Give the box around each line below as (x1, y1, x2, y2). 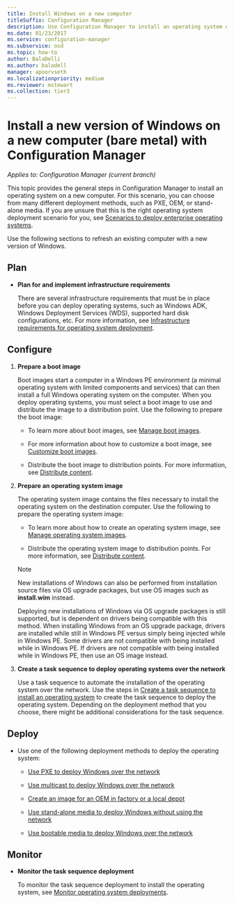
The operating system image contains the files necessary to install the (17, 495, 219, 503)
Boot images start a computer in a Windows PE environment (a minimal (17, 375, 221, 384)
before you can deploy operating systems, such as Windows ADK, (17, 301, 208, 310)
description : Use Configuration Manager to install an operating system (7, 23, 223, 30)
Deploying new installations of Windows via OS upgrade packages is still (17, 606, 226, 615)
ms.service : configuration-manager (7, 36, 111, 43)
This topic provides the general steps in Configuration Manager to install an (7, 184, 224, 192)
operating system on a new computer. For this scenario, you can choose (7, 191, 214, 200)
